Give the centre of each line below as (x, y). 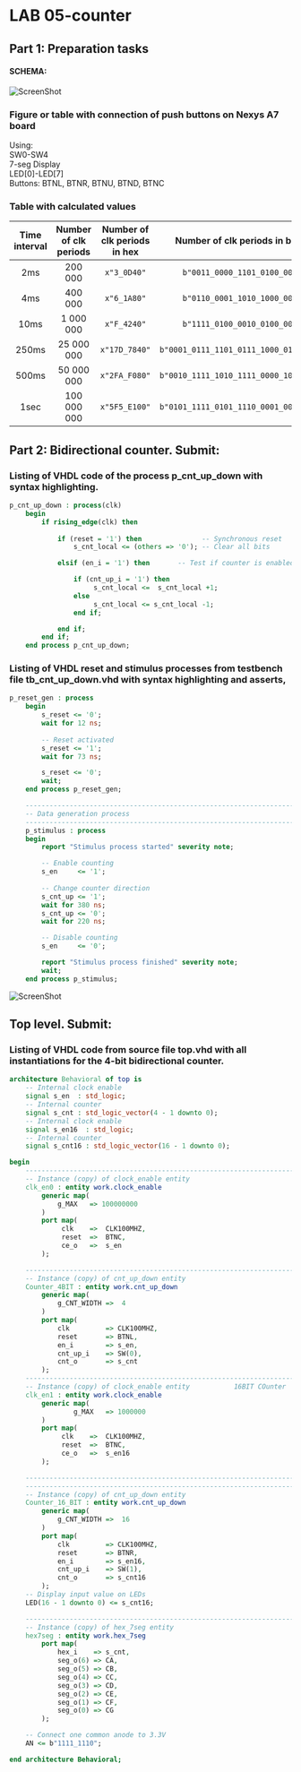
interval (30, 246)
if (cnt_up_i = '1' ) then (121, 580)
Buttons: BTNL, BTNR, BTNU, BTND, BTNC (87, 184)
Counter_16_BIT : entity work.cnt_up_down (106, 1503)
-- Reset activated (78, 740)
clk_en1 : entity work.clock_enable (94, 1395)
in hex (125, 252)
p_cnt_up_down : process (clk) (66, 506)
